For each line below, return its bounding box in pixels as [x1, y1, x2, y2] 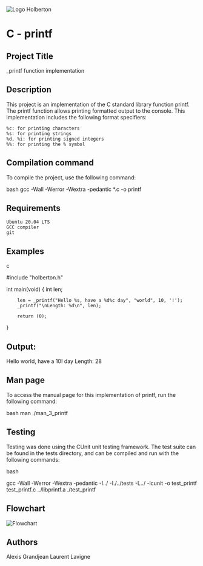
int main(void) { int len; [6, 285, 63, 293]
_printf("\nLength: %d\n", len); [17, 303, 102, 309]
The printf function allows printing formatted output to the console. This [6, 107, 185, 115]
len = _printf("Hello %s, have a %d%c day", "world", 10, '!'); [17, 298, 183, 304]
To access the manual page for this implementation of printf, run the [6, 391, 176, 398]
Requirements [6, 203, 61, 213]
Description [6, 85, 52, 95]
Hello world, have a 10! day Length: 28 [6, 358, 102, 365]
